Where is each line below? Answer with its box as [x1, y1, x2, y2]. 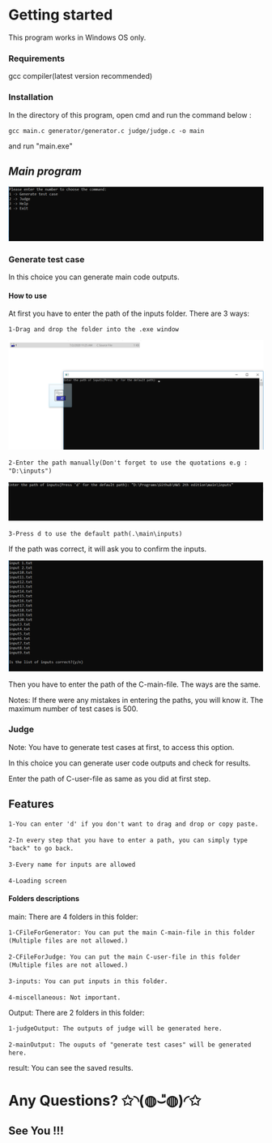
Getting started [8, 6, 113, 24]
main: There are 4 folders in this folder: [8, 912, 139, 921]
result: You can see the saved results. [8, 1063, 134, 1072]
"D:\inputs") [8, 467, 53, 476]
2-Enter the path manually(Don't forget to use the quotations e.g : [8, 459, 249, 468]
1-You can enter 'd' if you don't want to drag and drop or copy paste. [8, 820, 259, 828]
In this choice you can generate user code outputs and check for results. [8, 757, 251, 768]
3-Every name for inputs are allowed [8, 860, 136, 869]
